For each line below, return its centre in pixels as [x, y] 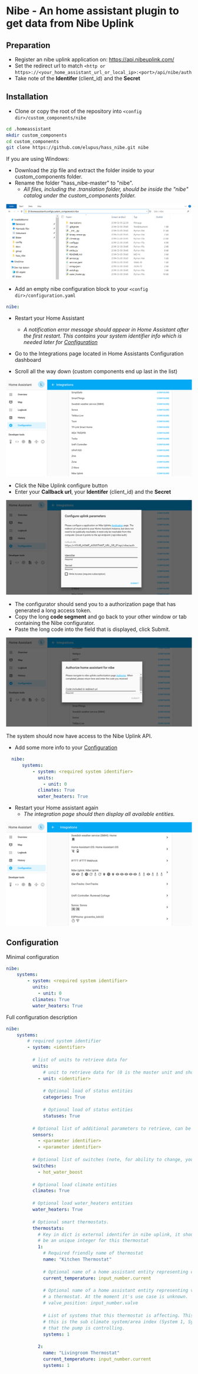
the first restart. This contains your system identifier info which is [103, 336]
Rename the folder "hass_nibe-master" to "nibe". [74, 183]
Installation [27, 97]
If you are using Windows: [38, 159]
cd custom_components [33, 141]
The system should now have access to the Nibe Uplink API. [79, 736]
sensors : [43, 1135]
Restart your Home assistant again [56, 808]
